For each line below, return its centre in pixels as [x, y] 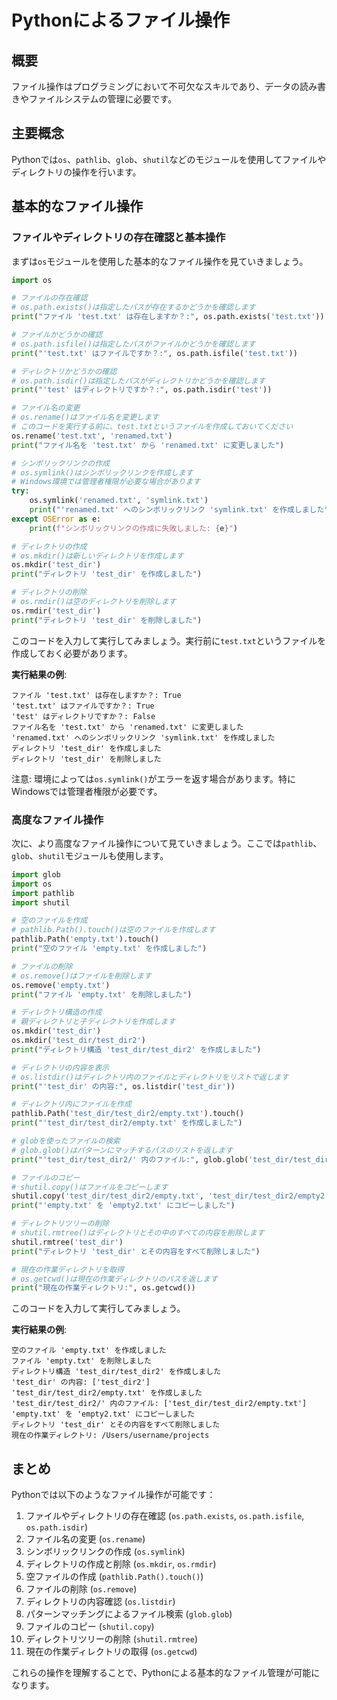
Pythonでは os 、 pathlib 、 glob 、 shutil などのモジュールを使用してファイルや [169, 159]
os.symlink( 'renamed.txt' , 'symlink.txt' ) [119, 501]
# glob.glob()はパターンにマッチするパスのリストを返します [122, 1150]
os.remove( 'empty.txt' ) [61, 985]
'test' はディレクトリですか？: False [83, 716]
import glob [36, 874]
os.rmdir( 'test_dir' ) [56, 611]
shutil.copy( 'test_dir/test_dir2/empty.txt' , [107, 1196]
